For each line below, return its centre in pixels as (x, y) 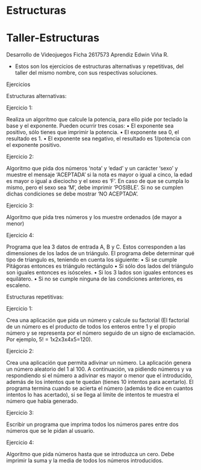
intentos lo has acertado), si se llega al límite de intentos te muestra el (93, 395)
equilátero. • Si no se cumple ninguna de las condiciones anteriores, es (94, 279)
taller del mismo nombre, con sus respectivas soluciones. (86, 73)
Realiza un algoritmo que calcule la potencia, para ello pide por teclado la (97, 119)
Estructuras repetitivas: (35, 297)
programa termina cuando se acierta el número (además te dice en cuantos (100, 388)
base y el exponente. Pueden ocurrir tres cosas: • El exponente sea (90, 126)
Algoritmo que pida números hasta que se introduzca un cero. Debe (90, 454)
